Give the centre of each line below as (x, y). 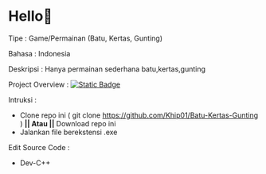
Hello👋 (31, 16)
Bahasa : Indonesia (39, 53)
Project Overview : (39, 84)
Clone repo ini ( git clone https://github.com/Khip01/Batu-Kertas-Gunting (139, 115)
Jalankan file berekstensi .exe (68, 132)
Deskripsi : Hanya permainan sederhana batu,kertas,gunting (107, 69)
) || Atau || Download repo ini (68, 123)
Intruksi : (23, 99)
